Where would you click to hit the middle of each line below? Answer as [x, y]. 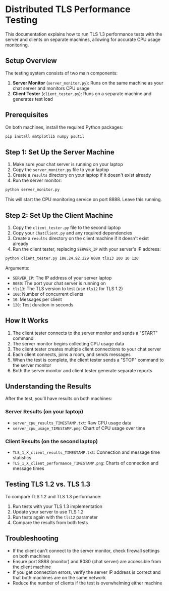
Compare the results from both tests [50, 522]
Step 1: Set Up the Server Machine [60, 152]
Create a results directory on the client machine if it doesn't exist [81, 238]
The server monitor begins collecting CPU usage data [68, 343]
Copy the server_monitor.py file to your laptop [61, 170]
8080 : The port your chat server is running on [59, 283]
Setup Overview [31, 61]
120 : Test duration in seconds [43, 304]
